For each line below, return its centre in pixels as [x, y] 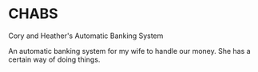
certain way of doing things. [54, 59]
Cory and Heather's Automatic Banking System [86, 36]
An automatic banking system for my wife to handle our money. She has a [129, 51]
